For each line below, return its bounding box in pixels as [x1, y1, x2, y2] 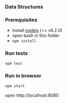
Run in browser [5, 72, 42, 79]
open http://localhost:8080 [5, 92, 59, 98]
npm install [12, 39, 36, 44]
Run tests [5, 50, 28, 57]
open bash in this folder [12, 33, 60, 38]
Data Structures [5, 3, 44, 10]
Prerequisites [5, 16, 37, 23]
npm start [5, 84, 25, 88]
